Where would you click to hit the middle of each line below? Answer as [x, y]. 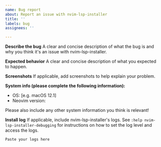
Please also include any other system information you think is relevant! [77, 110]
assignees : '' [20, 28]
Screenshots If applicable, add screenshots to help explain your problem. [80, 76]
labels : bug [17, 24]
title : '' [15, 19]
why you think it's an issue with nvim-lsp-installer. [56, 52]
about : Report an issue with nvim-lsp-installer [56, 14]
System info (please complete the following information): [65, 86]
